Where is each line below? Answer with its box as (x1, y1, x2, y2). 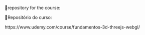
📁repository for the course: (5, 5, 61, 10)
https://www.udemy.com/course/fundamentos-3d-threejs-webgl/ (5, 24, 140, 30)
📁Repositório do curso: (5, 14, 52, 20)
